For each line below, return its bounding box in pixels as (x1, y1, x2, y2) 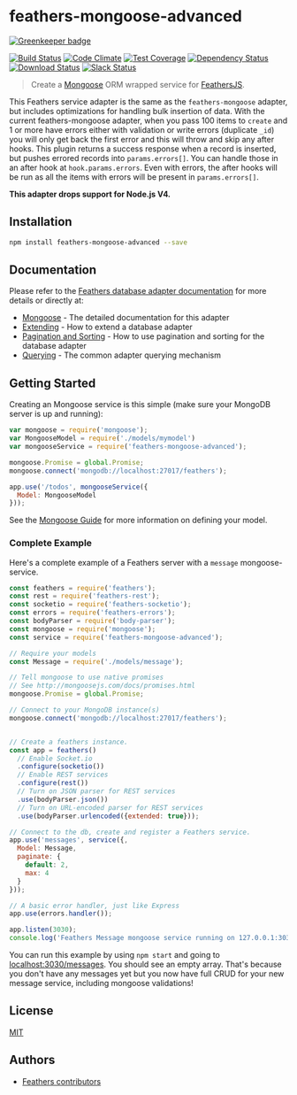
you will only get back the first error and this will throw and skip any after (9, 134, 275, 144)
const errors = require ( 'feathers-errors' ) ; (9, 608, 176, 617)
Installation (9, 214, 72, 229)
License (9, 1003, 54, 1019)
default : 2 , (25, 860, 69, 869)
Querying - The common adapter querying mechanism (21, 350, 221, 360)
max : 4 (25, 868, 49, 877)
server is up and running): (9, 409, 103, 420)
